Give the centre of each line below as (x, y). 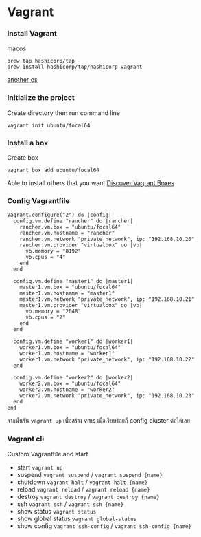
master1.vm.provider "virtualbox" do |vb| (81, 306)
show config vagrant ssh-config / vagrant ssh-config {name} (104, 526)
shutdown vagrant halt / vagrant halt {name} (82, 482)
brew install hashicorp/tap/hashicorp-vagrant (75, 67)
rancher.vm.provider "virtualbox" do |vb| (81, 245)
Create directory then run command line (64, 113)
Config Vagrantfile (38, 201)
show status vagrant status (57, 511)
